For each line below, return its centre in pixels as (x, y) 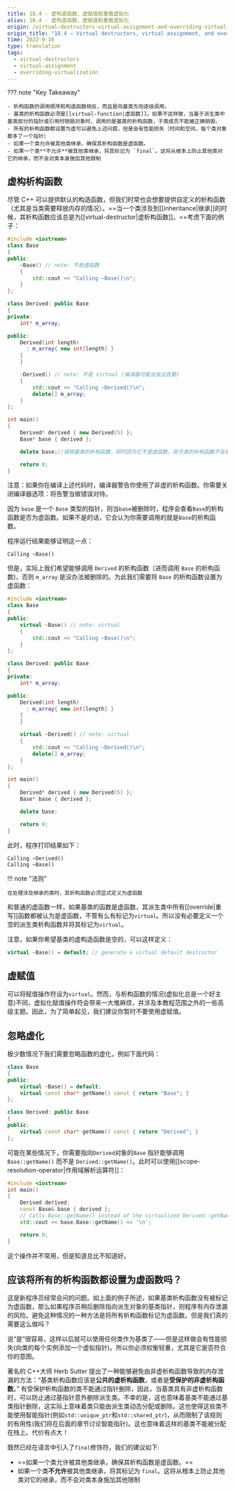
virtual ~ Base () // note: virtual (70, 625)
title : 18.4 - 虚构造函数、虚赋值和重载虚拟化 (68, 14)
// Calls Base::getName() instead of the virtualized (100, 1216)
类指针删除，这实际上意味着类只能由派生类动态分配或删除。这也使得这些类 (114, 1406)
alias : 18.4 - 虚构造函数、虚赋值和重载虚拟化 (68, 20)
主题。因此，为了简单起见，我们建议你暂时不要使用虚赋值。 (99, 1012)
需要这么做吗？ (29, 1324)
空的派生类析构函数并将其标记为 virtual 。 (67, 924)
